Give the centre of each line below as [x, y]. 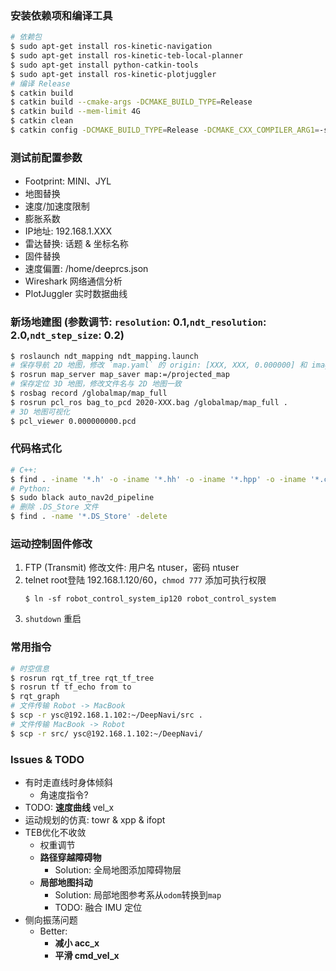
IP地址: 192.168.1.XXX [68, 231]
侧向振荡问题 [51, 919]
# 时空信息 [30, 668]
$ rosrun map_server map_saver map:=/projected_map [120, 375]
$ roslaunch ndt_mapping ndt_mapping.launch [104, 356]
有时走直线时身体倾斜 [68, 782]
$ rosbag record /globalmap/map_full [89, 393]
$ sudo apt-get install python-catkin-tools [104, 65]
